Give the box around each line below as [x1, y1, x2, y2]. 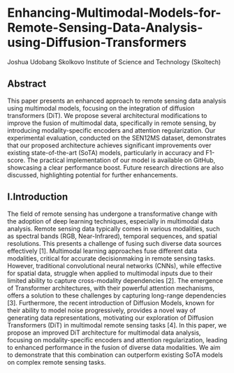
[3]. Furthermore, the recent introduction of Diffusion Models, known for [7, 298, 215, 307]
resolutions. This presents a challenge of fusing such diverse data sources [7, 239, 222, 247]
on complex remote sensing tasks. [7, 358, 106, 366]
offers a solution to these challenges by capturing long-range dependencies [7, 291, 227, 300]
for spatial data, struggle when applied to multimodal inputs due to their [7, 269, 213, 277]
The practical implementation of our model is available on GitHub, [27, 156, 216, 164]
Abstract [7, 78, 47, 90]
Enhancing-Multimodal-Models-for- [7, 5, 221, 21]
